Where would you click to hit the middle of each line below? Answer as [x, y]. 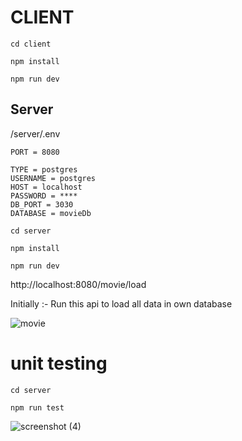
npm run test [37, 407]
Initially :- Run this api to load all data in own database [121, 303]
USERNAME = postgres [53, 178]
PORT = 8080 [35, 152]
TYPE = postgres [44, 169]
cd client [31, 44]
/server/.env [35, 133]
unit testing [59, 363]
